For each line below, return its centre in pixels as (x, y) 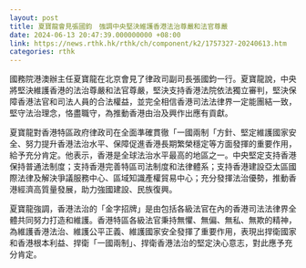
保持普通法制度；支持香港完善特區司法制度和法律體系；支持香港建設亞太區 (149, 167)
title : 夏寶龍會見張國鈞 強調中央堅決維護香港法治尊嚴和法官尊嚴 (119, 26)
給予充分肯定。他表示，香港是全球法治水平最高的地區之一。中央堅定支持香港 (153, 155)
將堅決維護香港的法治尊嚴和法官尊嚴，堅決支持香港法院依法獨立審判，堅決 (149, 90)
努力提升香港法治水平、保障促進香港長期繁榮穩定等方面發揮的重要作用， (161, 144)
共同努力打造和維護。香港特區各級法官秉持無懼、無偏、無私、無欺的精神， (157, 221)
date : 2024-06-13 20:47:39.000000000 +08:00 (95, 35)
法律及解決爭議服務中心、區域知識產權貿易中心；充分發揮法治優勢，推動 (153, 178)
